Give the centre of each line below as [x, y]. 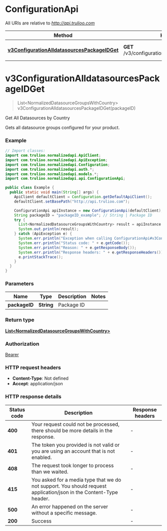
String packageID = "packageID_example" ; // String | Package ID [83, 215]
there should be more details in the [72, 430]
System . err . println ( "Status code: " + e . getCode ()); [74, 243]
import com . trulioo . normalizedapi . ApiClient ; [53, 156]
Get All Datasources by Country [38, 118]
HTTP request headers [33, 367]
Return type [20, 320]
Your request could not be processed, [76, 424]
